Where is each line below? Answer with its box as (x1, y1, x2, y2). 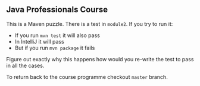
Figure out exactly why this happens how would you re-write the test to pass (6, 55, 194, 62)
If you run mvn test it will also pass (14, 32, 100, 39)
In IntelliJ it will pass (14, 38, 64, 45)
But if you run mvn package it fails (14, 44, 95, 51)
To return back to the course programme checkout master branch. (6, 73, 168, 80)
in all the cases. (6, 62, 45, 69)
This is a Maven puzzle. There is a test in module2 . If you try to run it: (6, 20, 173, 27)
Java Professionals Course (6, 5, 108, 15)
